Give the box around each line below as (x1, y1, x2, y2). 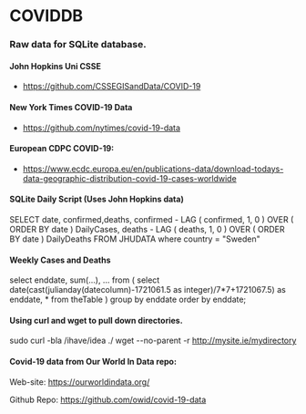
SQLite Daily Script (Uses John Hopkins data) (9, 193, 184, 205)
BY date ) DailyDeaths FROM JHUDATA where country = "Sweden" (9, 233, 261, 244)
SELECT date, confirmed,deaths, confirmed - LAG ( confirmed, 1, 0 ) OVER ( (9, 213, 294, 224)
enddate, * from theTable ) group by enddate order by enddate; (9, 294, 247, 305)
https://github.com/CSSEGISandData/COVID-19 (22, 81, 201, 92)
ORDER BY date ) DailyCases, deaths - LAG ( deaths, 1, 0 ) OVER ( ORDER (9, 223, 285, 234)
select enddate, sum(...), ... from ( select (9, 274, 160, 285)
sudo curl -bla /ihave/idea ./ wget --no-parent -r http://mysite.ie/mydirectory (9, 335, 297, 347)
